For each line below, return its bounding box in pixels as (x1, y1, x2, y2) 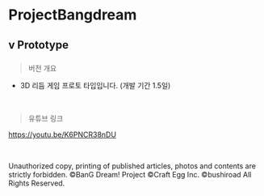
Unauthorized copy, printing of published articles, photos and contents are (8, 160, 257, 171)
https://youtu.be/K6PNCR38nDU (8, 130, 117, 139)
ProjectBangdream (8, 6, 137, 24)
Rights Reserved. (8, 178, 65, 188)
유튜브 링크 (27, 113, 64, 123)
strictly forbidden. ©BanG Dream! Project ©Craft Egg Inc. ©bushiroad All (8, 169, 252, 179)
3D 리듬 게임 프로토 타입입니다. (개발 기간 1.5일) (19, 80, 171, 90)
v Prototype (8, 38, 69, 52)
